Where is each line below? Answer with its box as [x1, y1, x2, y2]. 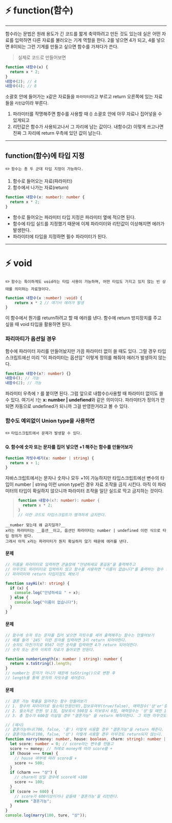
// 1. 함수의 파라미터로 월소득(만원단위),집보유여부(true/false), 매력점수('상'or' [5, 703, 164, 709]
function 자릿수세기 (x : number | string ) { [5, 456, 94, 461]
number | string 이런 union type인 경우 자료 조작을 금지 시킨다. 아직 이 [14, 481, 157, 487]
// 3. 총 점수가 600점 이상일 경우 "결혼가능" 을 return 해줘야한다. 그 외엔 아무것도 [5, 713, 166, 718]
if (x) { [10, 585, 29, 591]
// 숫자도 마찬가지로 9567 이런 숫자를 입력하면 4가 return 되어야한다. [5, 642, 139, 647]
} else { [10, 595, 29, 600]
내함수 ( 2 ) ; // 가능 [5, 380, 42, 386]
